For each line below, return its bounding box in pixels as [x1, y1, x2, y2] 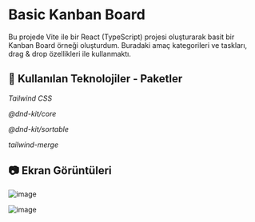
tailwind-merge [8, 140, 59, 149]
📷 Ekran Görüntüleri [8, 164, 112, 177]
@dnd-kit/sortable [8, 124, 70, 133]
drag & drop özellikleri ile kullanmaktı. [8, 49, 132, 58]
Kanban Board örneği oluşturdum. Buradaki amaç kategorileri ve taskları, [8, 40, 248, 50]
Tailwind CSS [8, 93, 53, 103]
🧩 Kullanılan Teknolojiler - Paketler [8, 72, 183, 85]
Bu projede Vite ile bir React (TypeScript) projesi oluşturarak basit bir [8, 32, 235, 42]
